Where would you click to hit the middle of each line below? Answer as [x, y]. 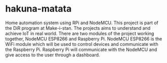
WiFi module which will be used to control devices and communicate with [82, 44]
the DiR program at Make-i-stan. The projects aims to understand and [78, 28]
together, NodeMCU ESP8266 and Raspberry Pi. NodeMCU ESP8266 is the [84, 39]
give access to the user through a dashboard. [53, 55]
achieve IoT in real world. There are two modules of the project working [80, 33]
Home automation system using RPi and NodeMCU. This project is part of [82, 23]
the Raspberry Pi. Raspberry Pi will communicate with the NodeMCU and [81, 49]
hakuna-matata [38, 9]
